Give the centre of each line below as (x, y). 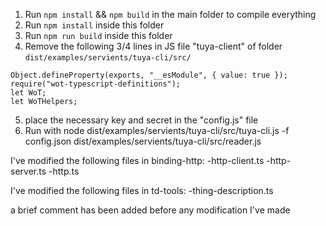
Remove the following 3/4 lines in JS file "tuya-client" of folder (153, 46)
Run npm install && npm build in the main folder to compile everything (170, 14)
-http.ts (64, 171)
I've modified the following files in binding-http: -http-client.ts (137, 160)
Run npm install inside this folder (94, 25)
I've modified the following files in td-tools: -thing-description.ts (142, 190)
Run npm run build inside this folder (98, 35)
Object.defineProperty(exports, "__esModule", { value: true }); (149, 75)
